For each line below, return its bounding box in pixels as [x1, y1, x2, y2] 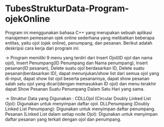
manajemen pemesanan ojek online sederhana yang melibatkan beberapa [5, 35, 155, 41]
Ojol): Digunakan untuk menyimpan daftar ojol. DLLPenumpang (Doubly [5, 101, 150, 106]
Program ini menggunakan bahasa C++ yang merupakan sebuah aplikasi [5, 29, 152, 35]
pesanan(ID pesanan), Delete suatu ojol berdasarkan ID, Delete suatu [5, 65, 145, 71]
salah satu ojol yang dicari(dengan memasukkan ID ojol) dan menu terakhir [5, 80, 157, 86]
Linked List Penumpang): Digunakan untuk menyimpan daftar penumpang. [5, 106, 156, 112]
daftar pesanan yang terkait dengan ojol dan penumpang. [5, 116, 122, 122]
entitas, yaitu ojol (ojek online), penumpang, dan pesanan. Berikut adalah [5, 40, 153, 46]
